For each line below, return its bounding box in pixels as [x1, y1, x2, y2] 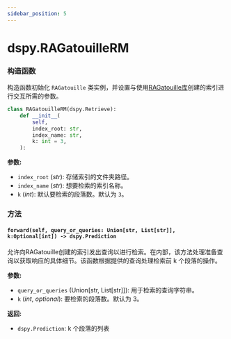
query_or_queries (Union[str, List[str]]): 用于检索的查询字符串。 [17, 286, 198, 295]
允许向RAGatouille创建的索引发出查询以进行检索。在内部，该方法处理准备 [7, 248, 217, 256]
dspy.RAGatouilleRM [7, 40, 129, 56]
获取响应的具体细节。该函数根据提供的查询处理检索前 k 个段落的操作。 [19, 256, 221, 265]
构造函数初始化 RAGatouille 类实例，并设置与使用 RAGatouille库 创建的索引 [7, 83, 218, 92]
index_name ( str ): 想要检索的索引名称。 [17, 181, 127, 190]
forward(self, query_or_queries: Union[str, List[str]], [7, 226, 176, 233]
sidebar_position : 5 [7, 10, 67, 17]
